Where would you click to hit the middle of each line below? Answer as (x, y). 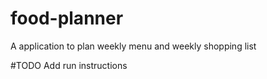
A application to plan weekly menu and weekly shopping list (133, 46)
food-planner (67, 18)
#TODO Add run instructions (69, 65)
